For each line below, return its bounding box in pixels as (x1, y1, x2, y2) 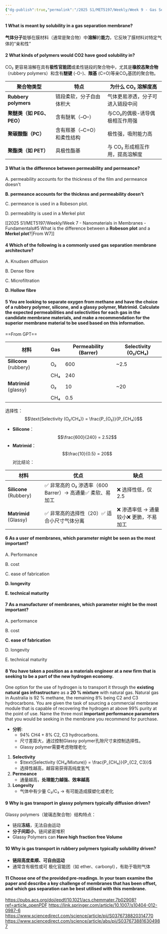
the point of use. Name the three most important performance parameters (5, 711, 160, 717)
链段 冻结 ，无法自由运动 (12, 822, 61, 828)
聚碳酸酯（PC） (7, 131, 45, 137)
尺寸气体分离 (54, 517, 84, 524)
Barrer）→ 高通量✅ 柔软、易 (44, 489, 111, 496)
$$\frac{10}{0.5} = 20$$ (62, 450, 113, 456)
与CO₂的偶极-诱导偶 (107, 110, 156, 117)
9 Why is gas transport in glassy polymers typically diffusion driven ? (5, 800, 151, 806)
